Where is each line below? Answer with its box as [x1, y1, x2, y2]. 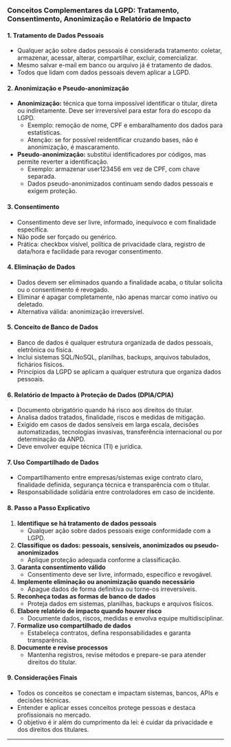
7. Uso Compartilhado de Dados [7, 458, 99, 466]
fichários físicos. [16, 360, 65, 368]
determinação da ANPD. [16, 435, 86, 443]
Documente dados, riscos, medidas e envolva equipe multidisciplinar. [27, 614, 224, 622]
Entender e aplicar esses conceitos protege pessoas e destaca [16, 703, 196, 711]
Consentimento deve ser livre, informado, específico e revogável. [27, 570, 212, 579]
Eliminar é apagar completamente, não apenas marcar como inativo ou [16, 293, 218, 301]
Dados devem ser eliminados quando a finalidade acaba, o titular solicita [16, 278, 223, 287]
